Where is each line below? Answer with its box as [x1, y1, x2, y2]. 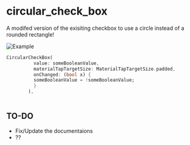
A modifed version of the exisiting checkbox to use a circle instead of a [6, 24, 185, 32]
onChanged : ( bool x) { [33, 71, 91, 77]
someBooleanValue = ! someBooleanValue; [33, 77, 135, 83]
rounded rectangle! [6, 30, 55, 38]
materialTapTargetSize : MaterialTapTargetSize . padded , [33, 66, 175, 72]
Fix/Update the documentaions [15, 127, 93, 135]
